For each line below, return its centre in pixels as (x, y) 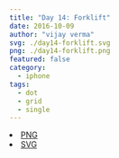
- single (34, 110)
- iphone (34, 76)
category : (28, 68)
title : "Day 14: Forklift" (60, 18)
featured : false (40, 59)
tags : (19, 84)
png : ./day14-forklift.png (60, 51)
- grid (30, 101)
